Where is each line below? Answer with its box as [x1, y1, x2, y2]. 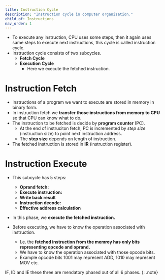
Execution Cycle [19, 61, 54, 66]
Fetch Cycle [19, 55, 45, 62]
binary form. [12, 104, 38, 111]
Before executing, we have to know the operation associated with [12, 224, 145, 230]
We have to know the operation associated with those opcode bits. [19, 249, 155, 255]
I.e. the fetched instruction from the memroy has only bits [19, 239, 140, 245]
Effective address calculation [19, 205, 81, 211]
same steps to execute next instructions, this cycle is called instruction [12, 40, 156, 46]
